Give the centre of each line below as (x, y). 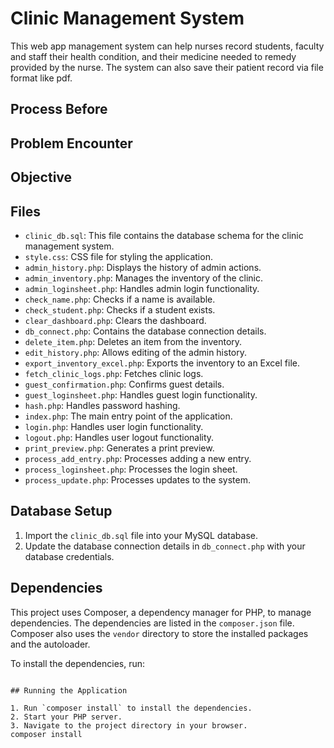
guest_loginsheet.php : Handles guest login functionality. (141, 394)
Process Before (59, 109)
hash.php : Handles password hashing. (102, 405)
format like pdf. (41, 78)
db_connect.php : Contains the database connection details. (145, 331)
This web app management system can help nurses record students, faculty (167, 46)
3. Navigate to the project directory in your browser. (129, 725)
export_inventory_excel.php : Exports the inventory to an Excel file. (162, 363)
